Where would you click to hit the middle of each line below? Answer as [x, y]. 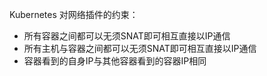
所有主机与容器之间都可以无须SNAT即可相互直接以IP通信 [140, 48]
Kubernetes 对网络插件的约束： [74, 14]
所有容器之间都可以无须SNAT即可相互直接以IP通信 [127, 36]
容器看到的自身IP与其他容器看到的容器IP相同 [115, 61]
